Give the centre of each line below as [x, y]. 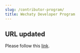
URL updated [25, 34]
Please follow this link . [27, 46]
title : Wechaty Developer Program [40, 14]
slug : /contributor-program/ [35, 10]
